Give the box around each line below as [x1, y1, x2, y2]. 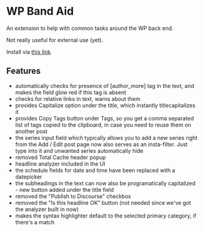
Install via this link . [6, 48, 53, 56]
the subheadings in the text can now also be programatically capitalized [15, 179, 196, 187]
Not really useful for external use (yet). [6, 36, 104, 43]
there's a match [15, 218, 55, 226]
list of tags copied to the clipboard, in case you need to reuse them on [15, 121, 192, 128]
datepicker [15, 173, 43, 180]
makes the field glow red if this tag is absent [15, 89, 127, 96]
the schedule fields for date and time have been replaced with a [15, 166, 175, 174]
